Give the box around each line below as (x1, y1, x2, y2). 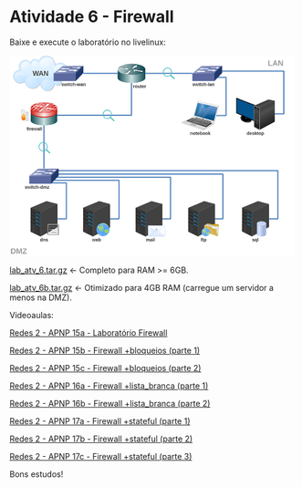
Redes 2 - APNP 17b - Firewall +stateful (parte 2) (9, 433, 193, 444)
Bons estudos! (9, 468, 64, 480)
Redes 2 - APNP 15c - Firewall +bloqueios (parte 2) (9, 362, 202, 373)
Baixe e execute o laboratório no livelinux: (9, 36, 166, 47)
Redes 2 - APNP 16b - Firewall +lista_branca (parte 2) (9, 398, 211, 409)
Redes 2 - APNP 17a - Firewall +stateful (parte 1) (9, 415, 191, 426)
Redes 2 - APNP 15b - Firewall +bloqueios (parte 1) (9, 345, 201, 356)
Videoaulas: (9, 309, 55, 320)
